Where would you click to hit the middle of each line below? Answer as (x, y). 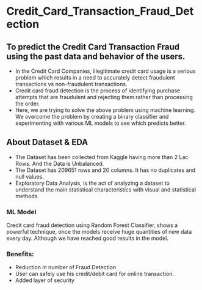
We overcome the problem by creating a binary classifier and (92, 117)
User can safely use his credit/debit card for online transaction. (95, 274)
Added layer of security (45, 280)
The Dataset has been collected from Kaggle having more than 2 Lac (102, 157)
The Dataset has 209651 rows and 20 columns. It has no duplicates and (105, 170)
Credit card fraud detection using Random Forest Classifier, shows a (92, 225)
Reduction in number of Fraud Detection (66, 267)
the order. (27, 103)
